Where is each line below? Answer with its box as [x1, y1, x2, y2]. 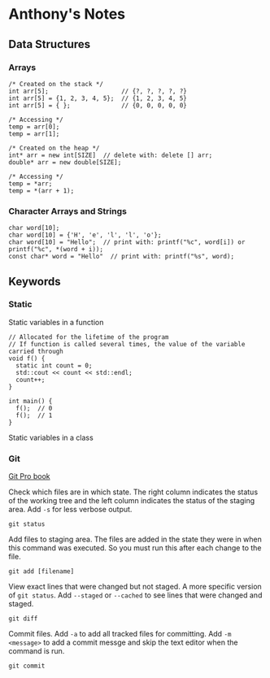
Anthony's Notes [8, 5, 126, 24]
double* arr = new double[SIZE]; [8, 158, 122, 167]
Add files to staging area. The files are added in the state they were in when [8, 534, 263, 545]
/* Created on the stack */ [8, 80, 104, 88]
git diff [8, 615, 38, 623]
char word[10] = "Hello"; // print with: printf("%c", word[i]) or [8, 238, 246, 246]
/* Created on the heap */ [8, 144, 100, 152]
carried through [8, 347, 63, 355]
